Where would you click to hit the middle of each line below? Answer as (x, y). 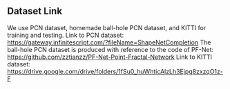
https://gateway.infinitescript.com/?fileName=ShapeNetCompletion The (109, 42)
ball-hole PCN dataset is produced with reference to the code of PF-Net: (111, 49)
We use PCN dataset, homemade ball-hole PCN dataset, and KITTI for (107, 27)
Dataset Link (35, 11)
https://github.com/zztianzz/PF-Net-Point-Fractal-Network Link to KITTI (110, 57)
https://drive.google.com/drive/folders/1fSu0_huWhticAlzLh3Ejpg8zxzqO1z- (115, 71)
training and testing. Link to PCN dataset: (66, 35)
